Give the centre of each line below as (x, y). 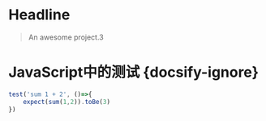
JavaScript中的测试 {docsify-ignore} (134, 72)
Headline (39, 15)
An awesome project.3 (66, 37)
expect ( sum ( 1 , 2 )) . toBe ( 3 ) (67, 102)
